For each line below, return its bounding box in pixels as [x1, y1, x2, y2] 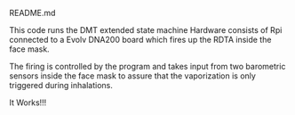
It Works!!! [9, 97, 47, 108]
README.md [9, 8, 56, 18]
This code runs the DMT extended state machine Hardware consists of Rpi [9, 25, 283, 35]
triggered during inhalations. [9, 80, 113, 90]
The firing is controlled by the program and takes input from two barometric [9, 62, 286, 71]
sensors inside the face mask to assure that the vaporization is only [9, 70, 256, 81]
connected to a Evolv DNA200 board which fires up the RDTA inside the [9, 35, 272, 45]
